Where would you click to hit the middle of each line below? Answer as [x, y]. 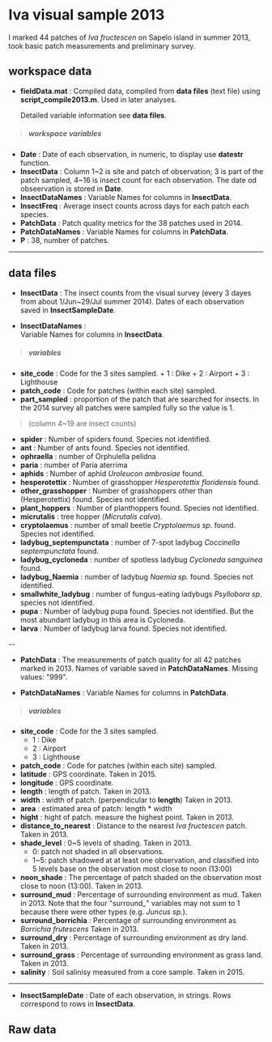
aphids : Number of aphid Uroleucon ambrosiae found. [112, 473]
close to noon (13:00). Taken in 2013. [81, 886]
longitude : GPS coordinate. [67, 783]
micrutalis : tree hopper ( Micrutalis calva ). [91, 517]
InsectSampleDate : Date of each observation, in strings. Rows [125, 995]
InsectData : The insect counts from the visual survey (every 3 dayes [136, 292]
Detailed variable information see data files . [93, 115]
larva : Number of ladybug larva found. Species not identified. [123, 628]
